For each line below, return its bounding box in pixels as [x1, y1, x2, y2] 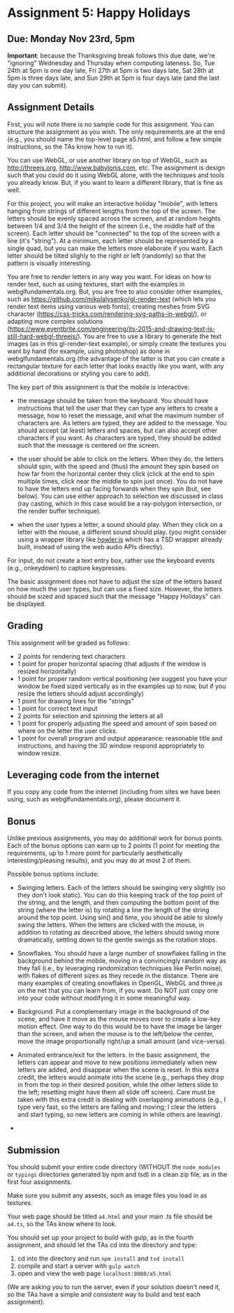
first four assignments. [7, 1178, 72, 1186]
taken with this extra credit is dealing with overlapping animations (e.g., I [17, 1095, 226, 1104]
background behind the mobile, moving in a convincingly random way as [17, 956, 227, 965]
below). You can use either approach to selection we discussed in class [17, 492, 224, 500]
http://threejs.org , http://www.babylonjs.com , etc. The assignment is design [7, 163, 226, 172]
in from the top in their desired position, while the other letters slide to [17, 1080, 219, 1089]
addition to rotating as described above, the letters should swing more [17, 928, 220, 937]
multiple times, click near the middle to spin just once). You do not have [17, 476, 224, 485]
